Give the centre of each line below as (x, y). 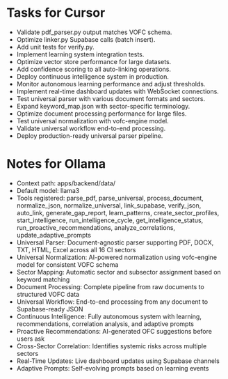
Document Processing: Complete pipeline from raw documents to (110, 286)
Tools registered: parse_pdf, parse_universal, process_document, (110, 198)
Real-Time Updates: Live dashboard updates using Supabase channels (118, 361)
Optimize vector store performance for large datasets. (94, 61)
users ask (31, 339)
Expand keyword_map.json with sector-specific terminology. (103, 106)
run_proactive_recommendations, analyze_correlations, (96, 227)
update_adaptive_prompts (54, 235)
